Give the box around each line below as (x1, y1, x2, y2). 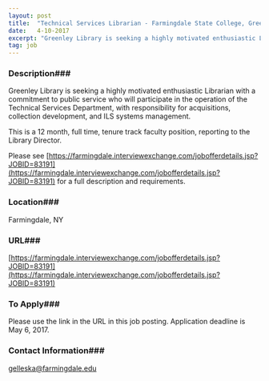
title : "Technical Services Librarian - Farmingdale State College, (8, 19, 246, 27)
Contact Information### (8, 345, 106, 356)
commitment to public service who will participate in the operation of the (8, 94, 248, 104)
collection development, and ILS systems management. (8, 111, 191, 121)
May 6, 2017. (8, 325, 50, 335)
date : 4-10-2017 (8, 26, 70, 34)
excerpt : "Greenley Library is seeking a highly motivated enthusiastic (8, 34, 256, 42)
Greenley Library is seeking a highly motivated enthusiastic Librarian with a (8, 86, 256, 96)
